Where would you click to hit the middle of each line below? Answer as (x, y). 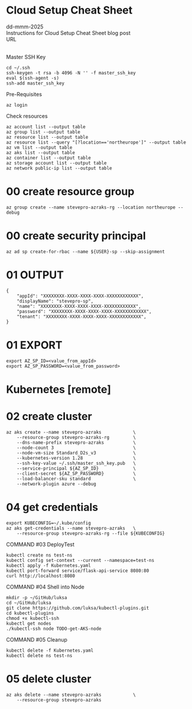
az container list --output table (49, 158)
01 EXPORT (35, 345)
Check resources (27, 116)
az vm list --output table (39, 147)
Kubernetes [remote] (58, 389)
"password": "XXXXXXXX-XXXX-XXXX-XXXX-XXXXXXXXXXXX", (84, 311)
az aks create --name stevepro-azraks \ (71, 432)
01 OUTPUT (35, 275)
